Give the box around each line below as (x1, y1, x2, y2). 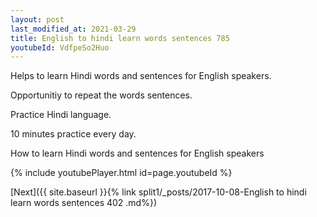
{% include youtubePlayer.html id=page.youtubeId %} (10, 167, 233, 179)
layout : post (10, 14, 65, 25)
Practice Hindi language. (10, 109, 112, 121)
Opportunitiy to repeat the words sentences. (10, 89, 193, 101)
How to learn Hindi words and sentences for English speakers (10, 147, 265, 160)
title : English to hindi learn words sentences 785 (10, 33, 230, 43)
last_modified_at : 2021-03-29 (10, 24, 137, 34)
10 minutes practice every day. (10, 128, 137, 140)
